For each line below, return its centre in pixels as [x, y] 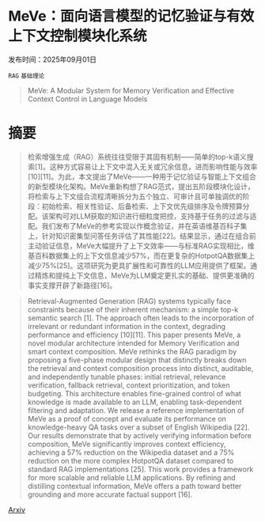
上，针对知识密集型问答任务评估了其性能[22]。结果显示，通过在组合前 [142, 236]
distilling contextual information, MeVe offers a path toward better [134, 486]
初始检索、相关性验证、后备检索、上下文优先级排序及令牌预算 [142, 206]
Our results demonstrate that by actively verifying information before [139, 435]
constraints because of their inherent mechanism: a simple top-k [133, 309]
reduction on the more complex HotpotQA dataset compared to [131, 460]
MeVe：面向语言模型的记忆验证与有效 [131, 16]
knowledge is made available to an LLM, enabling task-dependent [135, 402]
